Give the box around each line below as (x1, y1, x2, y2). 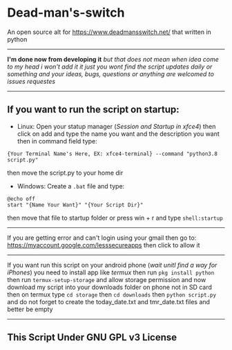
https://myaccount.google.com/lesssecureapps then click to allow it (7, 240, 200, 249)
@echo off (7, 195, 36, 202)
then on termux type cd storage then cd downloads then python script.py (7, 290, 216, 299)
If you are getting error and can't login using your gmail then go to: (7, 234, 197, 242)
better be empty (7, 305, 53, 313)
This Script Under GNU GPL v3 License (7, 331, 177, 344)
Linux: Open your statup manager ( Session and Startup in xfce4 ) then (17, 122, 216, 130)
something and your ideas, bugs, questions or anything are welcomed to (7, 69, 214, 78)
